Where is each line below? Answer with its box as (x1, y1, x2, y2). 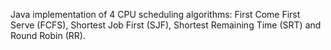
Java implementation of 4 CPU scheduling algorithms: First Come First (10, 9, 301, 20)
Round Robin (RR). (10, 30, 86, 41)
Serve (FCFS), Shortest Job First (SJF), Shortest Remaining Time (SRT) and (10, 19, 322, 31)
